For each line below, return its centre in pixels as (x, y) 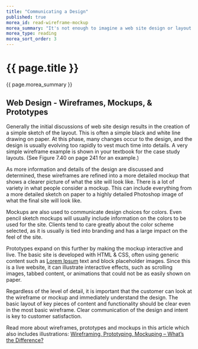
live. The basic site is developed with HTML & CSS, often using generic (92, 255)
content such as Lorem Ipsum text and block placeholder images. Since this (98, 261)
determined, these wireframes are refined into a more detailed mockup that (98, 175)
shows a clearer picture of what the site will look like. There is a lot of (90, 182)
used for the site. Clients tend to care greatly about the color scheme (90, 224)
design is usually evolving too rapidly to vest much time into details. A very (97, 145)
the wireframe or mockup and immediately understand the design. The (92, 297)
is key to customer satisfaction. (44, 316)
